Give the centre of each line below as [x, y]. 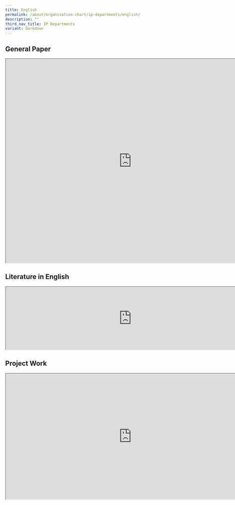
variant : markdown [24, 29]
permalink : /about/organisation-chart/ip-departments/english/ [73, 15]
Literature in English [37, 277]
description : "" [22, 19]
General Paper [28, 49]
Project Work [26, 364]
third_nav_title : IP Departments [40, 24]
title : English [21, 10]
